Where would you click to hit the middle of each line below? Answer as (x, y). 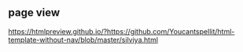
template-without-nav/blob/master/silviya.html (83, 40)
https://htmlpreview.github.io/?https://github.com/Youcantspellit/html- (121, 31)
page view (34, 13)
